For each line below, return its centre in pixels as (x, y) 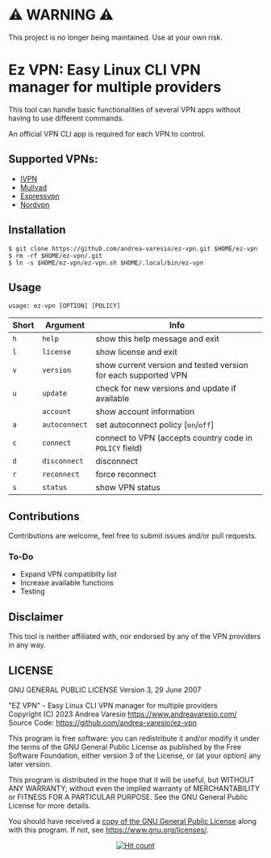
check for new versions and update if (166, 388)
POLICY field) (119, 448)
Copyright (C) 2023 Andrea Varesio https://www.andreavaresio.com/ (123, 714)
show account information (145, 412)
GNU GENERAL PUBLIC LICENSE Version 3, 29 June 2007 (105, 690)
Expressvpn (40, 196)
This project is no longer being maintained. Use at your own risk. (116, 37)
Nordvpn (35, 205)
